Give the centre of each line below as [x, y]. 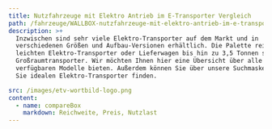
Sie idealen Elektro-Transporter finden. [87, 76]
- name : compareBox [49, 106]
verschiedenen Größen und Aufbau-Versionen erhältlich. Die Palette [134, 46]
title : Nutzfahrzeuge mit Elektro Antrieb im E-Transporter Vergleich [130, 16]
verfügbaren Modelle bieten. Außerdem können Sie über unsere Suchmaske [141, 69]
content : [23, 98]
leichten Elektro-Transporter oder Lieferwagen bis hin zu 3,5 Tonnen [137, 53]
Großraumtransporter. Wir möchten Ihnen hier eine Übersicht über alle [139, 61]
